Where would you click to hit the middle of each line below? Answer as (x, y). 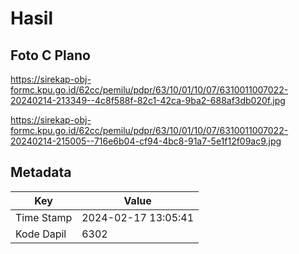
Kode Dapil (41, 234)
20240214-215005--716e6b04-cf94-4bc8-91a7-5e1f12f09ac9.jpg (146, 141)
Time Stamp (44, 217)
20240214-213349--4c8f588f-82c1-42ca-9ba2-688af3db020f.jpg (148, 100)
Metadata (41, 172)
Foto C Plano (50, 55)
